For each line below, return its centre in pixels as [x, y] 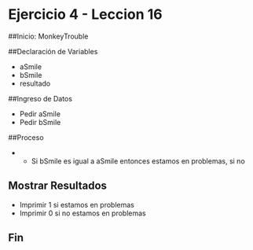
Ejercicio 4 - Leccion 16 [85, 15]
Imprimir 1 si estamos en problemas [77, 204]
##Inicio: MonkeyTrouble [48, 36]
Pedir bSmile [40, 122]
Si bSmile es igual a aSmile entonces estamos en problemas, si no [138, 161]
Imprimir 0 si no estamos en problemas [83, 213]
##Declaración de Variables [53, 51]
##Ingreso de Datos [40, 98]
